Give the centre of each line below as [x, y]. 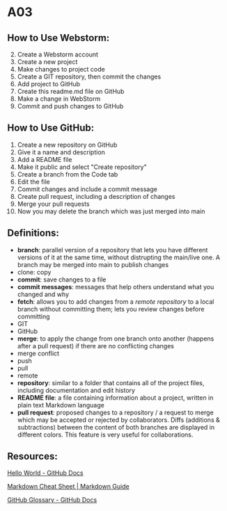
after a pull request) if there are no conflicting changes [95, 346]
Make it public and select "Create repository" [82, 167]
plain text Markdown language [61, 405]
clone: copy [34, 272]
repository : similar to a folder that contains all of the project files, [111, 382]
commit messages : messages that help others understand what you [116, 286]
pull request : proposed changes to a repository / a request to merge [115, 412]
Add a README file [45, 159]
